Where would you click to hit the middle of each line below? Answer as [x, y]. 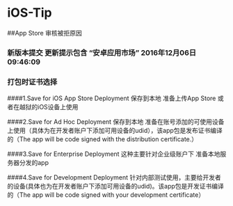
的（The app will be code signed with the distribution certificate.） [103, 139]
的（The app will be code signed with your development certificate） [106, 195]
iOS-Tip [30, 13]
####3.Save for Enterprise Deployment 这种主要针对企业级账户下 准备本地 [114, 154]
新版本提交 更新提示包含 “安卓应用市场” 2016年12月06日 [102, 52]
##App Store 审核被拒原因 [45, 33]
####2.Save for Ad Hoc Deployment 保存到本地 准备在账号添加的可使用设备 [116, 122]
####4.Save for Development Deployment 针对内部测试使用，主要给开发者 [114, 177]
